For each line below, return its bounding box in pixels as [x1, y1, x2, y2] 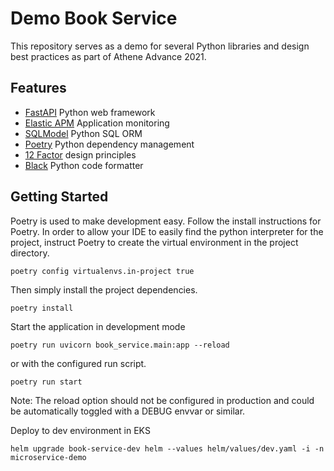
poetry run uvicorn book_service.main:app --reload [10, 340, 230, 350]
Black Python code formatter [24, 159, 144, 171]
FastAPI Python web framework [24, 106, 156, 118]
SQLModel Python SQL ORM [24, 127, 143, 139]
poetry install [10, 303, 74, 313]
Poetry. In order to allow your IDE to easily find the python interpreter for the [10, 225, 324, 237]
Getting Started [10, 188, 109, 206]
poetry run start [10, 377, 83, 387]
